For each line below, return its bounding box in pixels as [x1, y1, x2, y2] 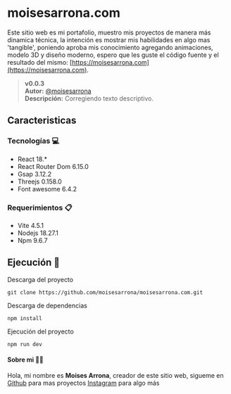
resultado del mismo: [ [7, 58, 73, 66]
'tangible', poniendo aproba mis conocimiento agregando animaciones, [7, 43, 213, 51]
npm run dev [7, 341, 42, 348]
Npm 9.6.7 [17, 236, 48, 244]
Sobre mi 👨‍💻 [7, 355, 44, 364]
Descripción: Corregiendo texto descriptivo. [24, 94, 154, 103]
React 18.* [17, 155, 48, 163]
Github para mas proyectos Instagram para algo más [7, 379, 160, 387]
